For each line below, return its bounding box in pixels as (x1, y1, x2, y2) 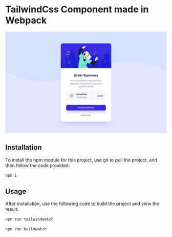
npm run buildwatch (5, 227, 47, 232)
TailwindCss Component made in (5, 4, 149, 15)
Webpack (5, 14, 47, 26)
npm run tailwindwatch (5, 217, 54, 222)
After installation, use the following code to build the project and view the (5, 200, 160, 207)
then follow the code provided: (5, 162, 70, 168)
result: (5, 206, 19, 212)
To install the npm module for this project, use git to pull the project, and (5, 157, 157, 163)
